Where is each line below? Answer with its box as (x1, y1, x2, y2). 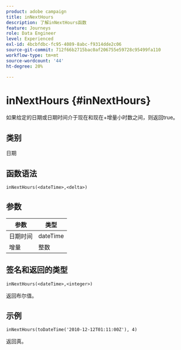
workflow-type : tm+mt (6, 52, 59, 58)
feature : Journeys (6, 25, 51, 31)
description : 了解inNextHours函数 (6, 19, 87, 25)
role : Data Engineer (6, 31, 57, 36)
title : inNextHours (6, 14, 54, 20)
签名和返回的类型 (6, 265, 68, 275)
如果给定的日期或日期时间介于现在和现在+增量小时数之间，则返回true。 (6, 114, 179, 121)
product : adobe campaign (6, 8, 67, 15)
